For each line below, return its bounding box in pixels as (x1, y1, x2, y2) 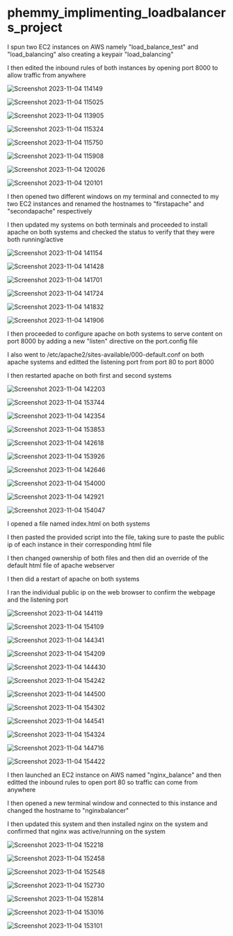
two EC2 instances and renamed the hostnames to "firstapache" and (7, 200, 204, 208)
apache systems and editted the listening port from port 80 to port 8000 (7, 357, 214, 366)
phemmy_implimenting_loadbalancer (7, 5, 226, 21)
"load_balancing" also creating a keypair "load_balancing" (7, 50, 174, 58)
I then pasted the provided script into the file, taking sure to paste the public (7, 533, 225, 541)
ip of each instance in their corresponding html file (7, 540, 152, 549)
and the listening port (7, 595, 68, 604)
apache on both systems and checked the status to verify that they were (7, 227, 215, 236)
